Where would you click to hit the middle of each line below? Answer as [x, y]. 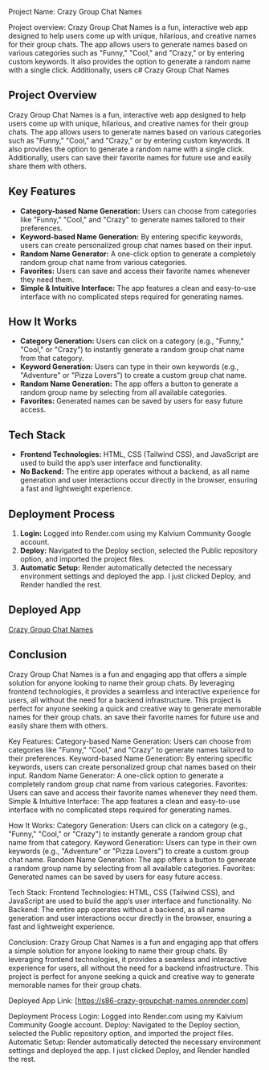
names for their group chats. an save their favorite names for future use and [134, 717]
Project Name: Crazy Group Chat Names [75, 12]
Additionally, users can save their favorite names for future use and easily [130, 157]
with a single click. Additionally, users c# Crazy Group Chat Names [119, 70]
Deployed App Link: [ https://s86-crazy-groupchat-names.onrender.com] [128, 1000]
